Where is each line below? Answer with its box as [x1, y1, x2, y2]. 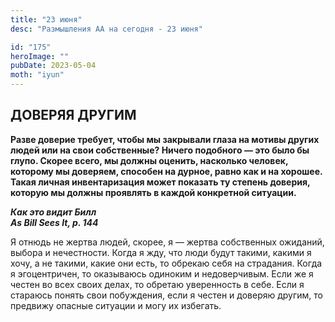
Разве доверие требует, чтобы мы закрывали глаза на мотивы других [10, 133, 320, 145]
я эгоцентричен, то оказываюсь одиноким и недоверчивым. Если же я [10, 267, 314, 280]
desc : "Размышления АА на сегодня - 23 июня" [10, 24, 203, 34]
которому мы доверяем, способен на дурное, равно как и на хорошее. [10, 165, 323, 177]
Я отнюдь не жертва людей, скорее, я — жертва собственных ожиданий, [10, 236, 325, 248]
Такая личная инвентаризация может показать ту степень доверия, [10, 176, 311, 188]
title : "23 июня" [10, 14, 83, 25]
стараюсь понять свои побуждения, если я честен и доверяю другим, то [10, 289, 323, 301]
